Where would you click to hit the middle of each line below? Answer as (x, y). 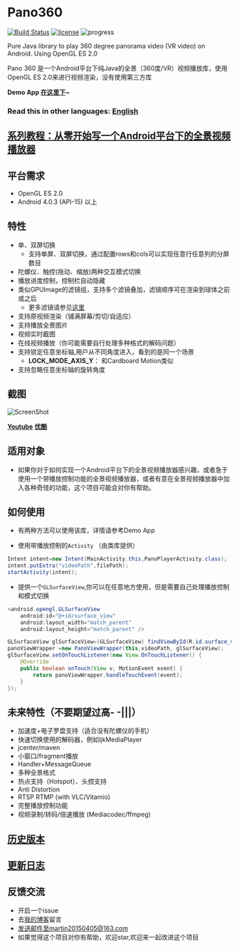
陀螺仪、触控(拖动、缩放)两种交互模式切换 (79, 271)
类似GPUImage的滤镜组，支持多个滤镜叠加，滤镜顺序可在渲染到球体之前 (124, 289)
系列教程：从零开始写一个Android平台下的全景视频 (119, 136)
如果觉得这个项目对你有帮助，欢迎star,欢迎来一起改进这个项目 (108, 937)
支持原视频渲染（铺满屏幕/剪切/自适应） (76, 316)
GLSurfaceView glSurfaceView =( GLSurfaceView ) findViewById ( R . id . (106, 642)
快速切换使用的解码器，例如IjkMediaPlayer (80, 740)
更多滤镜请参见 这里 (57, 307)
